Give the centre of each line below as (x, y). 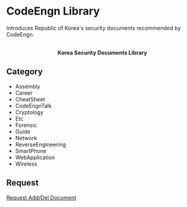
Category (25, 72)
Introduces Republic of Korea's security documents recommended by (94, 28)
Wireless (26, 164)
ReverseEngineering (40, 144)
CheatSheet (30, 99)
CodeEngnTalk (33, 106)
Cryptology (29, 112)
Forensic (26, 125)
